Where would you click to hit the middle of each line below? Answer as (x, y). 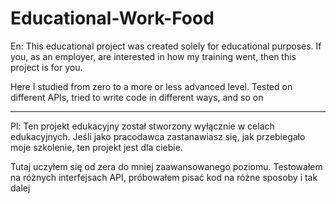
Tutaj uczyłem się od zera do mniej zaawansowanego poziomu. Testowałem (166, 166)
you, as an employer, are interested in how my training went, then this (153, 56)
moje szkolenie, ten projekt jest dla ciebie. (96, 147)
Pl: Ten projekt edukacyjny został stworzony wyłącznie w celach (142, 126)
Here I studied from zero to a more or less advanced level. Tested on (151, 86)
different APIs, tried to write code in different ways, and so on (137, 97)
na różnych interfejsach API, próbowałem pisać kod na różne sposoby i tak (164, 177)
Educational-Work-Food (112, 18)
